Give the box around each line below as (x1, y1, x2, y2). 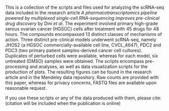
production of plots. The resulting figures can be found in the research (5, 69, 152, 75)
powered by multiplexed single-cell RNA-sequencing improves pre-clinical (5, 15, 160, 21)
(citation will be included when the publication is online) (5, 100, 121, 106)
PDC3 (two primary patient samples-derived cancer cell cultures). (5, 48, 142, 53)
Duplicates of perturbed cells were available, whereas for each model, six (5, 53, 158, 59)
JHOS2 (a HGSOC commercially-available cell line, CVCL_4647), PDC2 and (5, 42, 161, 48)
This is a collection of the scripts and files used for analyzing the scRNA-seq (5, 5, 164, 10)
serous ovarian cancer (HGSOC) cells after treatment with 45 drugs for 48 (5, 26, 159, 32)
